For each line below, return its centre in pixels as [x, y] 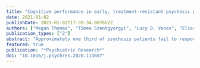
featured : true [25, 45]
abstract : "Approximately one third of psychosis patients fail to [92, 39]
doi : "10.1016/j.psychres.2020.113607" [56, 56]
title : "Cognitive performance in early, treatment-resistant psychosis [98, 12]
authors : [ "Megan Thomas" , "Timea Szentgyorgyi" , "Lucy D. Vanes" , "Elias [101, 28]
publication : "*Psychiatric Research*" [56, 50]
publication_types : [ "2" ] [38, 34]
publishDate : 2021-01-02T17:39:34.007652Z [60, 22]
